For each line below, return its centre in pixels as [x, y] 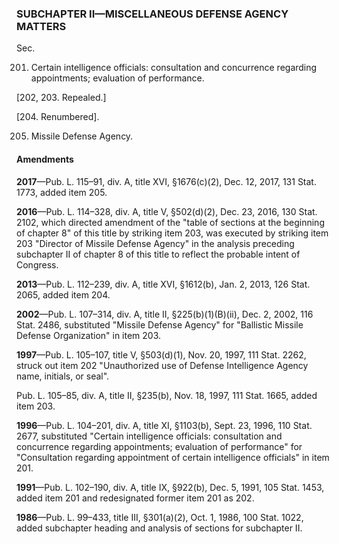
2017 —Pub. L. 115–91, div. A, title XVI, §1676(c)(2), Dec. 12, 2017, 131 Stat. [166, 181]
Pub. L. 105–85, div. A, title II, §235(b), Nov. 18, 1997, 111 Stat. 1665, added [167, 395]
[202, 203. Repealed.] [61, 98]
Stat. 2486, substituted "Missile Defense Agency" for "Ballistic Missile [160, 324]
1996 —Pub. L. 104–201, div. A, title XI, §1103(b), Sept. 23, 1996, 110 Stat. [164, 425]
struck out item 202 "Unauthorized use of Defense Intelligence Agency [162, 365]
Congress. [37, 264]
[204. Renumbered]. [58, 117]
